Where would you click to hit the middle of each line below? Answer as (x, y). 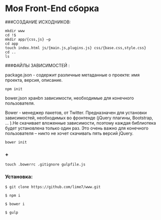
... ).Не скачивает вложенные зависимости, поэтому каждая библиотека (80, 123)
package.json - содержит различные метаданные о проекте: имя (72, 75)
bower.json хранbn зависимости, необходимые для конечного (70, 98)
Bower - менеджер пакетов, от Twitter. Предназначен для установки (76, 112)
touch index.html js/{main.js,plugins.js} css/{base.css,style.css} (76, 48)
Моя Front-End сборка (52, 9)
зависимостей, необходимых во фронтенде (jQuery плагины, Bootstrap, (79, 118)
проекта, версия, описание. (34, 80)
